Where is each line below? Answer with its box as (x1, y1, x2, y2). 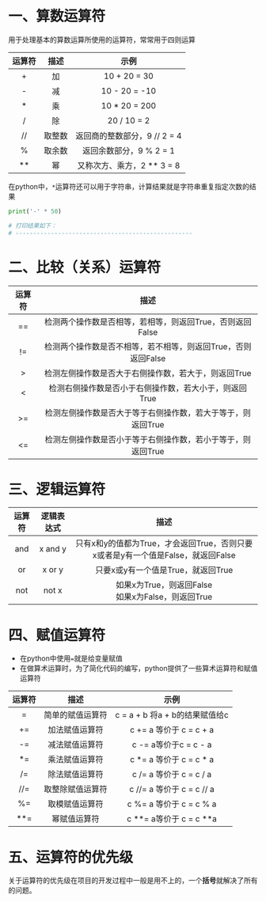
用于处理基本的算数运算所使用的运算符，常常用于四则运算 (8, 35, 196, 44)
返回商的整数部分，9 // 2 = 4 (75, 130, 182, 141)
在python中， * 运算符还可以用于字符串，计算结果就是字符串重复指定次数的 (8, 181, 250, 191)
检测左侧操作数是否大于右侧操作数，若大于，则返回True (44, 367, 252, 378)
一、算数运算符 (8, 7, 106, 25)
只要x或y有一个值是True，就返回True (94, 565, 234, 576)
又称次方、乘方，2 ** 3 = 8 (77, 160, 180, 171)
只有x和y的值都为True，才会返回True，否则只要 (74, 538, 253, 549)
